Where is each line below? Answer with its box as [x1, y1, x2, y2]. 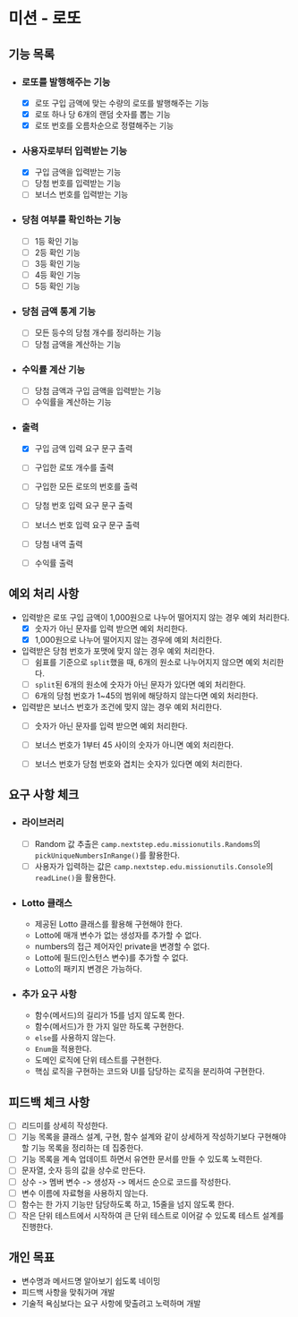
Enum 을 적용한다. [34, 1044, 92, 1055]
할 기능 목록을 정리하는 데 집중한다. [21, 1142, 144, 1153]
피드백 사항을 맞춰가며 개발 [21, 1287, 115, 1297]
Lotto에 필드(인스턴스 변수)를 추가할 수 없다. [34, 953, 189, 963]
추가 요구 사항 [21, 988, 77, 1001]
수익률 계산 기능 [21, 363, 86, 376]
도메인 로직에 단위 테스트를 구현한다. [34, 1055, 162, 1065]
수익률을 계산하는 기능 [34, 396, 113, 407]
